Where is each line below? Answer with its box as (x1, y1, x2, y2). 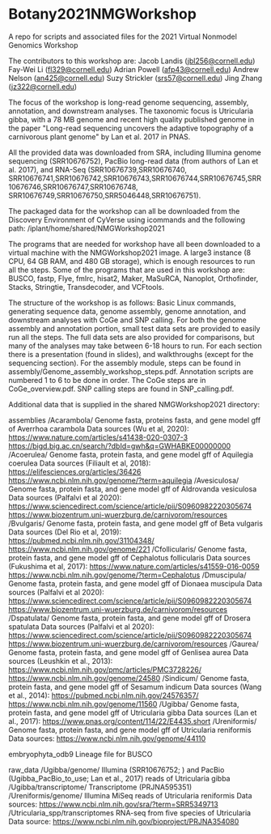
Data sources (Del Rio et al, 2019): (8, 527, 122, 537)
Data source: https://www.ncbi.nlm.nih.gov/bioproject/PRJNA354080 (8, 816, 239, 826)
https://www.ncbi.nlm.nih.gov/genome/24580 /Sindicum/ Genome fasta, (8, 673, 249, 683)
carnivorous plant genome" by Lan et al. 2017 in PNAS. (8, 131, 191, 142)
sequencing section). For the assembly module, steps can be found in (8, 358, 241, 368)
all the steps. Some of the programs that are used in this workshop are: (8, 265, 245, 274)
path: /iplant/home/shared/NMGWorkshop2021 (8, 223, 165, 233)
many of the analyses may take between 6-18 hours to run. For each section (8, 341, 263, 351)
